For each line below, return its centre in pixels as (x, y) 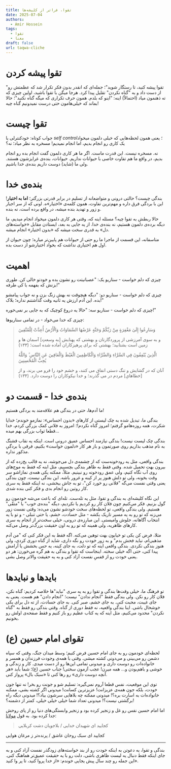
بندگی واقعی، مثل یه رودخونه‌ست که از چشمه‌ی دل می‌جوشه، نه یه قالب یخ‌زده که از (85, 461)
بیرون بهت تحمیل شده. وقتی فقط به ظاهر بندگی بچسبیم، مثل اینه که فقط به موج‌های (86, 467)
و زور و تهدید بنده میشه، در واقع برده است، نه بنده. (54, 209)
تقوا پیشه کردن (34, 73)
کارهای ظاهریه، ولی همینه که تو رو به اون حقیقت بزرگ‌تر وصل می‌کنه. (72, 525)
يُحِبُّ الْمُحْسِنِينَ (32, 361)
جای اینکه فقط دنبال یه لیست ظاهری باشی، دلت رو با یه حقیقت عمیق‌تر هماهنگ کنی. (85, 755)
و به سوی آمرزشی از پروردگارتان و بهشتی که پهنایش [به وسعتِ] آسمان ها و (89, 340)
